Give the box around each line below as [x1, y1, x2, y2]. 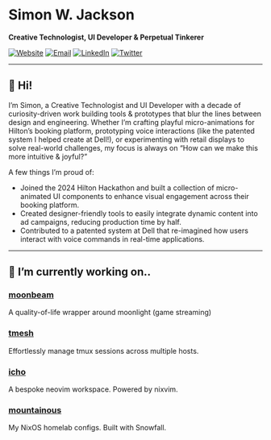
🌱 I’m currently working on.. [8, 265, 152, 279]
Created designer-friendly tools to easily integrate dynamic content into [19, 208, 258, 218]
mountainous [8, 405, 62, 416]
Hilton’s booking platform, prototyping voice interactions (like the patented [8, 126, 256, 135]
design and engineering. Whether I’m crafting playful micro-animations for [8, 117, 256, 127]
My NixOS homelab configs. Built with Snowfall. [8, 423, 167, 433]
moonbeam [8, 289, 54, 301]
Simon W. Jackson [8, 6, 135, 24]
